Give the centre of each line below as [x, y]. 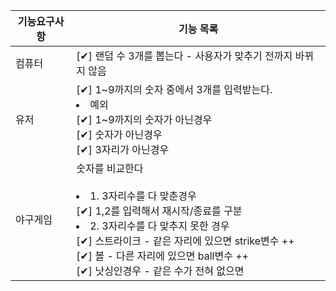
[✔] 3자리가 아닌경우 [123, 149]
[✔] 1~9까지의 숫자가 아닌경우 [144, 119]
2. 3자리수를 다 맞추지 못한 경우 [159, 226]
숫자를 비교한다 [110, 168]
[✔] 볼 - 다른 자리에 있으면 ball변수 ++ [162, 256]
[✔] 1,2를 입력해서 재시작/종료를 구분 [159, 211]
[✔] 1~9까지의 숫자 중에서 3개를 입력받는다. [174, 89]
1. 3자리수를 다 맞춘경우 [143, 196]
